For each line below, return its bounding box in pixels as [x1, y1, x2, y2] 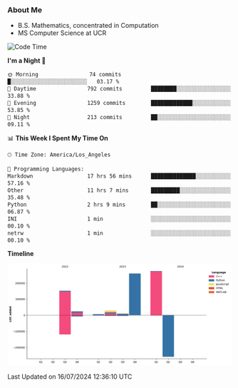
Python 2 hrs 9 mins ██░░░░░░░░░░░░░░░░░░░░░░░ [7, 201, 232, 208]
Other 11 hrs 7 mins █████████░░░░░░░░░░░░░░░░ [7, 187, 232, 194]
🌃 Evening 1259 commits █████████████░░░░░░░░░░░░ [7, 100, 232, 107]
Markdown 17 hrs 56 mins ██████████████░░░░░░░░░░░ [7, 173, 232, 180]
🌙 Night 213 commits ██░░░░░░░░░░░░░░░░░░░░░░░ [7, 114, 232, 121]
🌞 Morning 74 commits [7, 71, 122, 78]
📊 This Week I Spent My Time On [7, 134, 108, 143]
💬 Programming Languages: [7, 165, 84, 173]
